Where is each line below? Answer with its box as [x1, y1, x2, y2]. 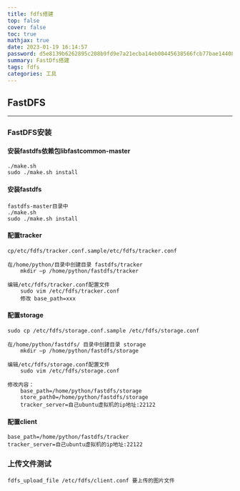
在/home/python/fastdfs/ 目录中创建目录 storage [7, 341, 146, 348]
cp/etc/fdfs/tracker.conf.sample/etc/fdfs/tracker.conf [7, 247, 177, 254]
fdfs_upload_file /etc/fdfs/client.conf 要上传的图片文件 [7, 477, 175, 484]
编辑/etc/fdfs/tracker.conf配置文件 [7, 281, 110, 288]
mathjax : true [7, 37, 50, 44]
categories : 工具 [7, 70, 57, 77]
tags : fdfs [7, 64, 40, 71]
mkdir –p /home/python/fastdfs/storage [20, 348, 139, 355]
